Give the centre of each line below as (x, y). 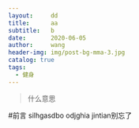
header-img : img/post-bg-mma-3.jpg (67, 52)
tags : (17, 68)
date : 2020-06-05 (47, 38)
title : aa (33, 23)
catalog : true (32, 60)
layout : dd (33, 16)
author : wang (37, 45)
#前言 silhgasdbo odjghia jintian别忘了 (70, 115)
